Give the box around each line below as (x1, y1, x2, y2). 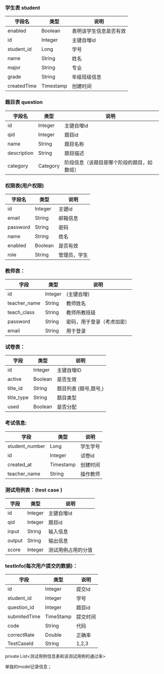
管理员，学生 (58, 251, 88, 258)
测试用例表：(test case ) (5, 486, 62, 493)
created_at (7, 461, 32, 468)
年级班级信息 (72, 74, 102, 80)
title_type (7, 394, 29, 401)
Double (45, 631, 62, 638)
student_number (7, 443, 45, 449)
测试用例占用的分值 (48, 547, 93, 553)
